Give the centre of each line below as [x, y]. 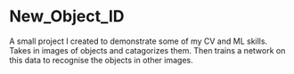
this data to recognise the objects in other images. [101, 60]
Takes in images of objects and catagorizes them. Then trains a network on [147, 50]
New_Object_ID [67, 16]
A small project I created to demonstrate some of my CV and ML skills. [139, 41]
